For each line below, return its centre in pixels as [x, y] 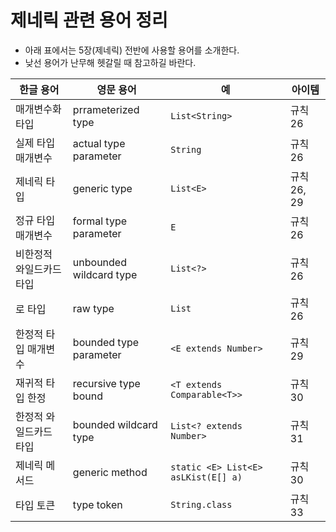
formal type [99, 221]
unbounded [99, 262]
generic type [102, 188]
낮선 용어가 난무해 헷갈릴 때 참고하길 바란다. [110, 62]
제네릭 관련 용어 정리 [89, 20]
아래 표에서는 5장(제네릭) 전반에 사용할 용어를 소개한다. [132, 50]
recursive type [106, 383]
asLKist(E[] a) [206, 477]
